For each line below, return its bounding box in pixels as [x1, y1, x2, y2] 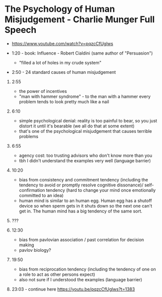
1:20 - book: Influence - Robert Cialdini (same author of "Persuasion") [11, 50, 153, 56]
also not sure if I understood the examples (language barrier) [19, 276, 142, 282]
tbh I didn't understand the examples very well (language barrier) [19, 157, 151, 163]
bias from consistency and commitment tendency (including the [19, 177, 148, 182]
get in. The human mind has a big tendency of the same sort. [19, 208, 143, 214]
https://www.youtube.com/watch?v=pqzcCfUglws [11, 40, 113, 46]
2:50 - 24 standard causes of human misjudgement [11, 69, 116, 75]
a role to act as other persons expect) [19, 271, 95, 277]
